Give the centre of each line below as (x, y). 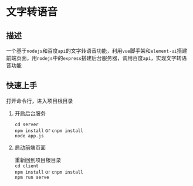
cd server (27, 124)
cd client (27, 166)
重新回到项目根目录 (38, 160)
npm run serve (32, 177)
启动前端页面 (30, 147)
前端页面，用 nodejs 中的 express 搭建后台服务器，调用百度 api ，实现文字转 (94, 58)
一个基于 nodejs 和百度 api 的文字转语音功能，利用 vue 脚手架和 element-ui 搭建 (97, 51)
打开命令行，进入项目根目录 (40, 101)
